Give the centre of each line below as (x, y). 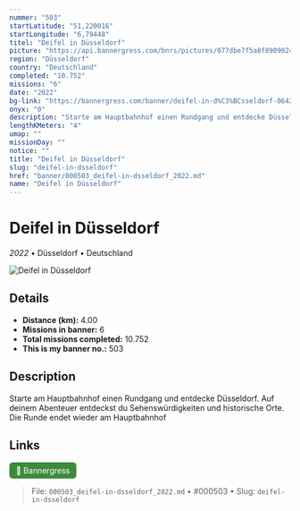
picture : (25, 51)
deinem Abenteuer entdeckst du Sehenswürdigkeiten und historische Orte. (147, 407)
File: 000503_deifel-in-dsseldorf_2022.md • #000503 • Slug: (143, 491)
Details (29, 298)
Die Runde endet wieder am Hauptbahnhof (88, 417)
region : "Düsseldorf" (50, 59)
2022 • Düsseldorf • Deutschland (71, 253)
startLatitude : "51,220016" (62, 26)
